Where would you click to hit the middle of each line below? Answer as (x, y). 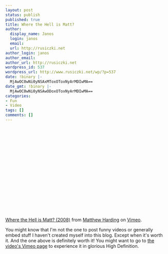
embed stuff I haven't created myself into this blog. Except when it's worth (84, 235)
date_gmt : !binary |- (29, 86)
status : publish (23, 15)
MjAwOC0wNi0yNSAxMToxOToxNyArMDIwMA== (52, 82)
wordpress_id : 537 (25, 67)
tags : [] (15, 110)
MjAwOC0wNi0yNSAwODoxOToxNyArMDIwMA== (52, 91)
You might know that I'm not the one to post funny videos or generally (79, 229)
